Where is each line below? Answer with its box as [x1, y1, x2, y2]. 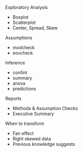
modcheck [12, 45, 35, 50]
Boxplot [12, 14, 29, 20]
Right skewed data [12, 136, 51, 141]
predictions [12, 86, 36, 92]
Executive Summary [12, 111, 54, 117]
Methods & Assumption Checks [12, 105, 78, 111]
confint [12, 69, 28, 75]
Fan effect [12, 130, 34, 136]
